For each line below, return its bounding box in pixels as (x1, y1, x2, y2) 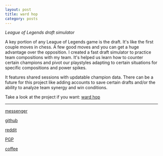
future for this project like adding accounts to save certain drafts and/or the (5, 79, 156, 85)
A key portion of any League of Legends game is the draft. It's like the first (5, 39, 154, 45)
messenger (5, 108, 28, 114)
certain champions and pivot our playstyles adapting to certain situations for (5, 59, 158, 66)
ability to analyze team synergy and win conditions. (5, 85, 108, 91)
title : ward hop (5, 12, 38, 17)
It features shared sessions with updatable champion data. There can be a (5, 74, 154, 80)
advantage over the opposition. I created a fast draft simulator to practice (5, 49, 151, 55)
